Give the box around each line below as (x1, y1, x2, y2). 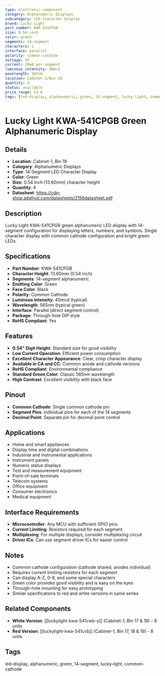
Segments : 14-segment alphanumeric (12, 276, 89, 282)
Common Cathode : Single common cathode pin (12, 404, 110, 410)
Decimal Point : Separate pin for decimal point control (12, 414, 120, 420)
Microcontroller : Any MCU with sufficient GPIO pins (12, 521, 118, 527)
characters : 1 (5, 44, 34, 49)
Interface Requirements (5, 508, 80, 516)
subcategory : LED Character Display (5, 16, 80, 21)
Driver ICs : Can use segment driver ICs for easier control (12, 537, 128, 543)
